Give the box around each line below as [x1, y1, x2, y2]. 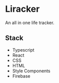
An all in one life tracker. [5, 20, 55, 26]
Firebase [12, 73, 31, 79]
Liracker [5, 3, 40, 15]
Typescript [12, 47, 35, 53]
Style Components [12, 68, 51, 74]
